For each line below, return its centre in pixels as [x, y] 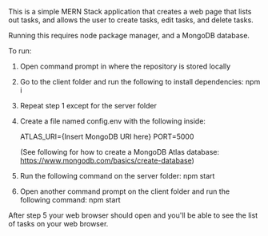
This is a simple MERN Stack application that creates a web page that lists [130, 12]
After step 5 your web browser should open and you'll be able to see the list [133, 215]
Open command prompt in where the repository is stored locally [125, 66]
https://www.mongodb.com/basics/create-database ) [107, 160]
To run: [20, 51]
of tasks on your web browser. [58, 224]
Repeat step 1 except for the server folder [88, 106]
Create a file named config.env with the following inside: [113, 121]
